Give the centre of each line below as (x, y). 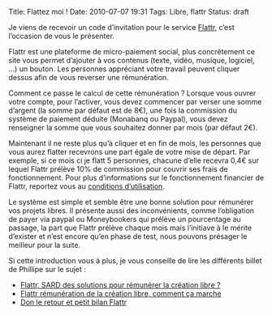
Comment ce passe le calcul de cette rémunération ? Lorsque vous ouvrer (132, 93)
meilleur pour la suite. (45, 245)
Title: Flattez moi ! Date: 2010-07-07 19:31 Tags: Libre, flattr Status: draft (129, 12)
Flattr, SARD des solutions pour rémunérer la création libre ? (120, 285)
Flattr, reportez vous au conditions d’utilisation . (86, 186)
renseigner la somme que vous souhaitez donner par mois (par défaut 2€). (133, 128)
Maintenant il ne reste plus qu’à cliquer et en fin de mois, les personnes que (135, 143)
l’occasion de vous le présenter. (62, 36)
